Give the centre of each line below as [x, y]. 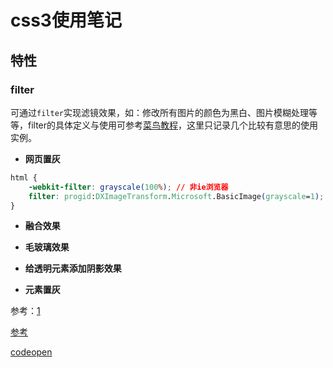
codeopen [31, 352]
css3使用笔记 [66, 20]
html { [24, 177]
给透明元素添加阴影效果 [73, 268]
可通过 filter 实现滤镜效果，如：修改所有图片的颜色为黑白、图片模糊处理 [159, 112]
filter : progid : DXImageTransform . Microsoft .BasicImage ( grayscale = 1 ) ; [176, 196]
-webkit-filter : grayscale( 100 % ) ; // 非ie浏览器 [128, 187]
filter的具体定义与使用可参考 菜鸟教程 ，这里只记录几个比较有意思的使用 [173, 125]
